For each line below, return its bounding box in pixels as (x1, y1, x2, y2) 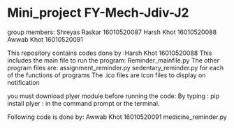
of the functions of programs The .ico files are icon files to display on (7, 71, 206, 79)
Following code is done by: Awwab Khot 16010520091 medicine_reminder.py (7, 113, 227, 121)
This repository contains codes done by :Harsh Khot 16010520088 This (7, 49, 212, 57)
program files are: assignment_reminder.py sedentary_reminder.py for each (7, 63, 224, 72)
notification (7, 78, 40, 86)
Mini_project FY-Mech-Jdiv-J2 (7, 5, 189, 21)
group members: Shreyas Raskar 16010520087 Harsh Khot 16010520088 (7, 28, 217, 36)
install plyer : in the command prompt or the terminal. (7, 99, 160, 107)
